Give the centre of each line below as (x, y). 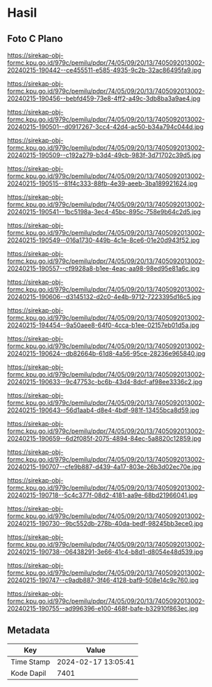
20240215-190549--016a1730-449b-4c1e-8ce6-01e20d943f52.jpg (104, 240)
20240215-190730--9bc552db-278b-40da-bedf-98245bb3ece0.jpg (105, 523)
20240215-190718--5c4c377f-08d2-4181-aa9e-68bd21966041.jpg (103, 495)
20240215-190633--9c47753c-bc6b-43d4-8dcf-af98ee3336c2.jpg (105, 382)
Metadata (28, 630)
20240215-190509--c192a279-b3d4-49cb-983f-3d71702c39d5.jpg (104, 155)
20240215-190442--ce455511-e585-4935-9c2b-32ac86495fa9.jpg (104, 70)
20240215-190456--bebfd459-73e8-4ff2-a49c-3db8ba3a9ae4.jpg (104, 98)
